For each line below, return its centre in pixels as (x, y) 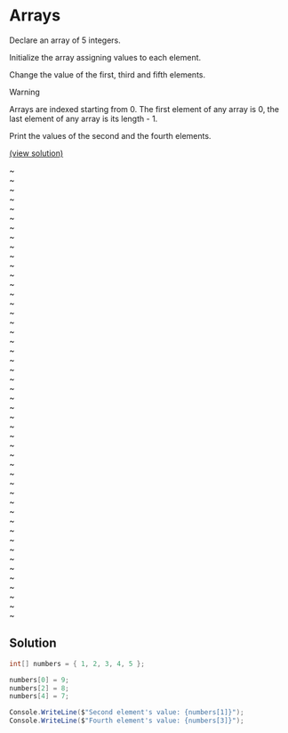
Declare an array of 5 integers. (65, 40)
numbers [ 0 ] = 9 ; (39, 680)
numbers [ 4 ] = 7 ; (39, 696)
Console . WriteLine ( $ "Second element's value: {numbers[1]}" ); (127, 713)
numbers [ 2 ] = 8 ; (39, 688)
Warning (24, 92)
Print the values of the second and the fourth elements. (110, 135)
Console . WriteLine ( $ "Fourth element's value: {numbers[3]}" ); (127, 721)
